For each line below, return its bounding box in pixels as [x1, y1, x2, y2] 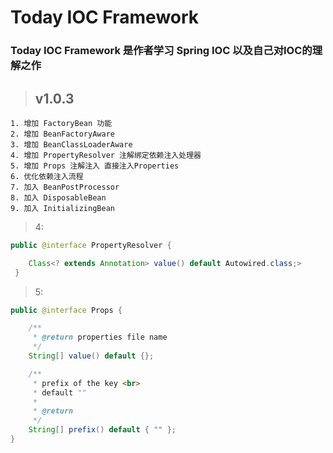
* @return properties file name [32, 332, 168, 343]
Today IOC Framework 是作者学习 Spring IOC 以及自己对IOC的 [10, 44, 313, 58]
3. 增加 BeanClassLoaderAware [10, 139, 133, 150]
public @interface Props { [10, 305, 123, 315]
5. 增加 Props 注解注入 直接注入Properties [10, 161, 180, 171]
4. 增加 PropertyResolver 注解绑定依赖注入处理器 [10, 150, 202, 160]
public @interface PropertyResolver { [10, 240, 172, 250]
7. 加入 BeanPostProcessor [10, 182, 120, 192]
